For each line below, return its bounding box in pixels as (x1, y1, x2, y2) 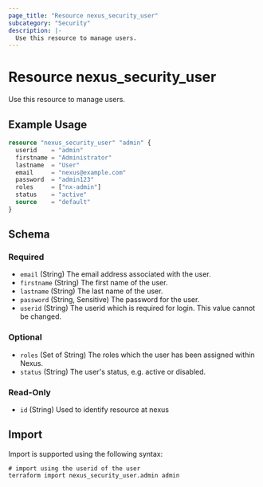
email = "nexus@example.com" (15, 168, 127, 176)
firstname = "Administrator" (15, 153, 112, 162)
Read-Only (8, 387, 52, 398)
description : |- (8, 26, 62, 34)
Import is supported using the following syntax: (8, 449, 163, 458)
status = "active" (15, 190, 88, 199)
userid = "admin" (15, 146, 84, 154)
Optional (8, 332, 42, 343)
